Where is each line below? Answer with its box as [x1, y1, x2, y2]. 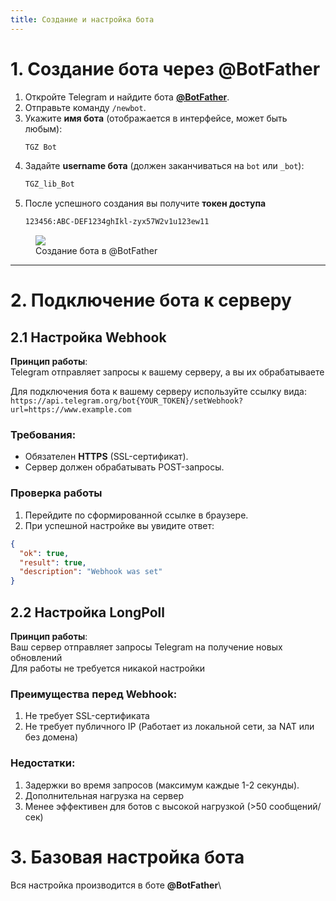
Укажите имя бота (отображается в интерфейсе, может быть [24, 112, 288, 124]
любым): [24, 122, 63, 135]
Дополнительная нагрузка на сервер [24, 789, 185, 801]
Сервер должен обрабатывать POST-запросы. [24, 461, 225, 473]
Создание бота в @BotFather [35, 245, 158, 257]
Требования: [10, 428, 77, 442]
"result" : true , [19, 557, 87, 568]
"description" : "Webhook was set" [19, 567, 163, 577]
